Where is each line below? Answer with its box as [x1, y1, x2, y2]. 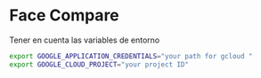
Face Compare [9, 5, 120, 26]
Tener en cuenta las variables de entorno [9, 35, 160, 45]
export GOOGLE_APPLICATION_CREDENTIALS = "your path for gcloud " [9, 51, 253, 60]
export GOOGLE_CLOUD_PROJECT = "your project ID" [9, 59, 190, 69]
